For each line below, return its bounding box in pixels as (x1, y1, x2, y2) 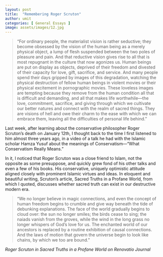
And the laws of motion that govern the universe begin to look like (16, 232, 149, 238)
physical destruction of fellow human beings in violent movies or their (16, 80, 156, 86)
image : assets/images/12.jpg (5, 25, 64, 30)
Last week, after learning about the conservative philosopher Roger (5, 125, 140, 131)
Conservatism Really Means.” (5, 146, 64, 152)
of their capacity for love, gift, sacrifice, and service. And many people (16, 69, 158, 75)
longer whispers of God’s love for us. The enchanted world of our (16, 222, 148, 227)
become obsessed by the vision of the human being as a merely (16, 44, 146, 50)
